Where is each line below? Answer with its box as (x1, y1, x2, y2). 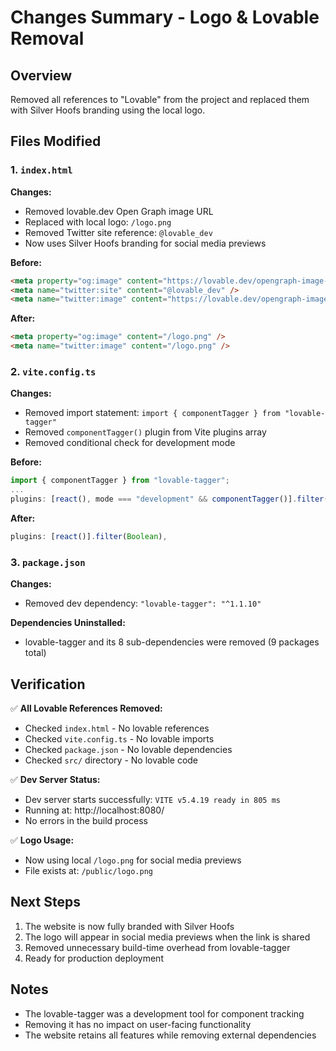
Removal (10, 27, 85, 50)
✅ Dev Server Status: (10, 773, 101, 785)
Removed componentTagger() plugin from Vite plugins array (24, 426, 267, 438)
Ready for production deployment (24, 952, 164, 964)
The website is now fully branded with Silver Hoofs (24, 920, 235, 932)
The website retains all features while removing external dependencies (24, 1029, 317, 1041)
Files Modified (10, 133, 102, 150)
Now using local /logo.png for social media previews (24, 854, 242, 866)
